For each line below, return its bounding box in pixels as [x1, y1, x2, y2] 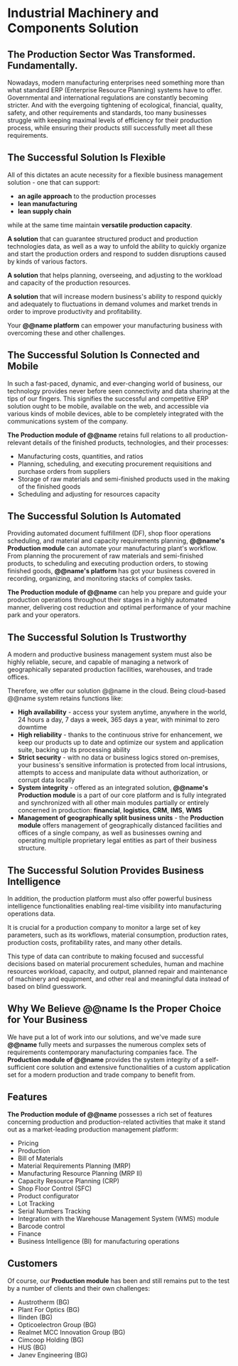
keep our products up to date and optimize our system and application [17, 738, 224, 747]
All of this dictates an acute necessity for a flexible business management [7, 170, 223, 179]
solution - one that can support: [7, 178, 100, 186]
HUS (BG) [17, 1343, 47, 1351]
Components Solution [7, 20, 139, 36]
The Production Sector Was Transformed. [7, 48, 195, 60]
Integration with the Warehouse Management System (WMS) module [17, 1214, 220, 1223]
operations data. [7, 909, 55, 918]
